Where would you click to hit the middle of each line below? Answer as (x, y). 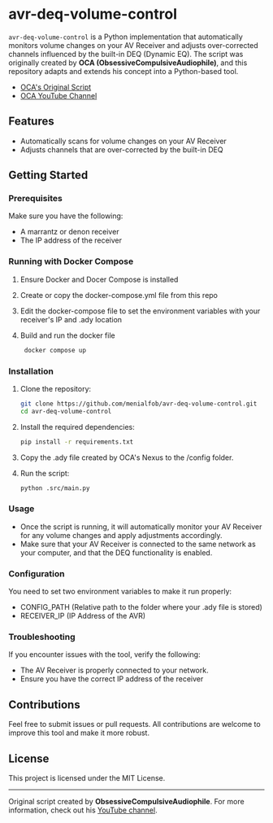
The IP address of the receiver (71, 240)
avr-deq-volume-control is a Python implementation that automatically (126, 37)
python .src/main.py (55, 488)
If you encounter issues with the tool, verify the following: (104, 654)
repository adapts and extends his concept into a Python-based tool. (123, 71)
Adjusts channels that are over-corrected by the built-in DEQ (121, 149)
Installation (31, 371)
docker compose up (55, 350)
